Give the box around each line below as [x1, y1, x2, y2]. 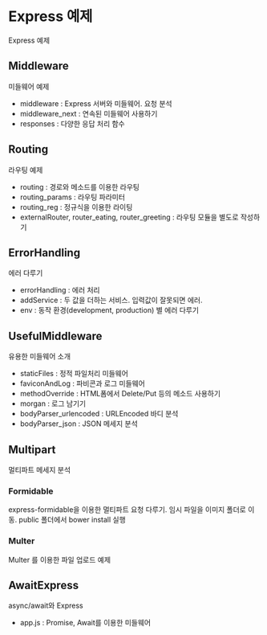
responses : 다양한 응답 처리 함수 [19, 118, 126, 129]
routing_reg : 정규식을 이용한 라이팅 [19, 202, 133, 211]
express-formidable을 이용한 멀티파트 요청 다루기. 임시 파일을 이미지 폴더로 [8, 505, 247, 514]
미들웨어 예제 [8, 81, 50, 91]
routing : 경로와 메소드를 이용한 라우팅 [19, 182, 140, 191]
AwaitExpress [8, 578, 79, 592]
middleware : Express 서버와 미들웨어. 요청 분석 [19, 98, 172, 109]
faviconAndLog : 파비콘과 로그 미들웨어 [19, 379, 146, 388]
